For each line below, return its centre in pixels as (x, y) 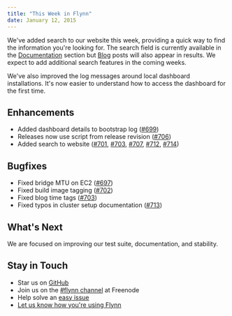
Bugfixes (27, 166)
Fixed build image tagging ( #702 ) (65, 190)
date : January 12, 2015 (42, 20)
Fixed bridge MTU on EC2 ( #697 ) (65, 183)
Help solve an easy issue (53, 297)
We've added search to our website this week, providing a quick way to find (116, 40)
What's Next (35, 227)
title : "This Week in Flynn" (50, 14)
